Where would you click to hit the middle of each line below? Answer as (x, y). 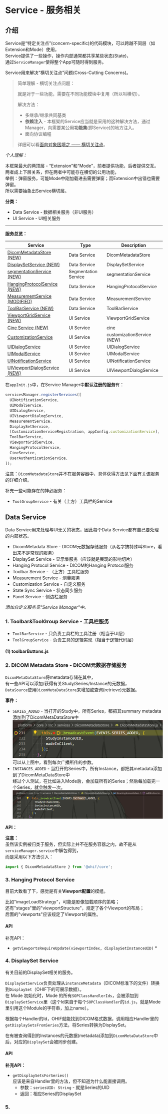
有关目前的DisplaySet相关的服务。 (40, 972)
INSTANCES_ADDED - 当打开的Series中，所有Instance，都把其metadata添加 (87, 768)
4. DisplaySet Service (32, 961)
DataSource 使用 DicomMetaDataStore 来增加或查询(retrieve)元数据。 (72, 690)
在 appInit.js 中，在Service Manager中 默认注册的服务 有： (65, 385)
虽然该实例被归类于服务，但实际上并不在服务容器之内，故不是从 (71, 844)
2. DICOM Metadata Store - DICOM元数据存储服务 (66, 665)
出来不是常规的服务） (34, 553)
